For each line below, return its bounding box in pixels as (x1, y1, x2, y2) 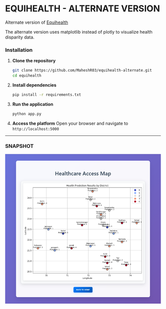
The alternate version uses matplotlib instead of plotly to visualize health (5, 29, 153, 35)
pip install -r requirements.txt (12, 92, 82, 97)
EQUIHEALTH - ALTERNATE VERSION (5, 3, 160, 14)
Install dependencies (12, 82, 57, 88)
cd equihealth (12, 73, 41, 78)
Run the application (12, 101, 53, 107)
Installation (5, 46, 33, 53)
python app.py (12, 111, 41, 116)
